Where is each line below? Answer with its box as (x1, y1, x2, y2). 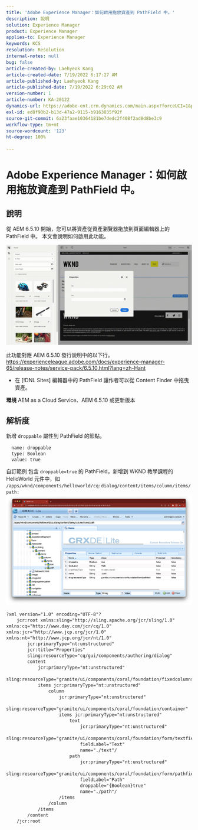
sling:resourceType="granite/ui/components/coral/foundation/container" (6, 706, 189, 712)
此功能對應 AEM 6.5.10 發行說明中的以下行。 (6, 351, 113, 359)
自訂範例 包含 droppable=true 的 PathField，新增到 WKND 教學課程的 (6, 468, 174, 475)
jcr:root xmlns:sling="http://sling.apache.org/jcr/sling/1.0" (16, 617, 176, 623)
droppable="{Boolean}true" (80, 783, 146, 789)
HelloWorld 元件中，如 (6, 476, 60, 482)
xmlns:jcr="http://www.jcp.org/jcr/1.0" (6, 629, 107, 635)
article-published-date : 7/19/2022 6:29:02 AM (6, 84, 123, 90)
